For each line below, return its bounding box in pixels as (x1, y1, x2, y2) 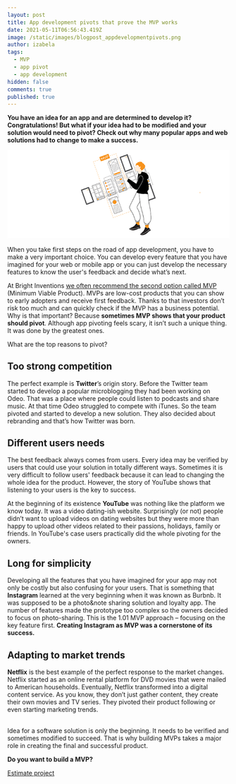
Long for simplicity (7, 557, 92, 569)
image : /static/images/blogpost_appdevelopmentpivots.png (7, 34, 181, 41)
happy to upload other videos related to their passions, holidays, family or (7, 522, 221, 531)
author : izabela (7, 41, 55, 49)
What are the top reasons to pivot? (7, 339, 108, 349)
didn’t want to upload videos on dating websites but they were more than (7, 514, 220, 523)
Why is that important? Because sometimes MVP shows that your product (7, 311, 225, 320)
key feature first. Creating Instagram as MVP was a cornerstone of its (7, 621, 213, 629)
